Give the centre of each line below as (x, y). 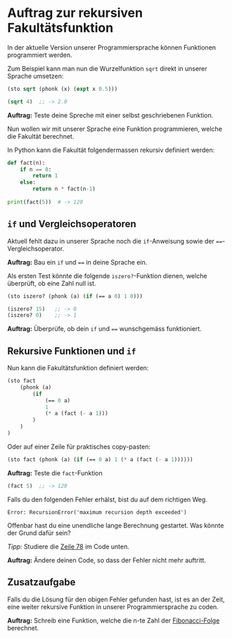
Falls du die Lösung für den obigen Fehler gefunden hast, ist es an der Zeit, (116, 599)
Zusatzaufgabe (41, 582)
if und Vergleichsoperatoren (72, 224)
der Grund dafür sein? (39, 532)
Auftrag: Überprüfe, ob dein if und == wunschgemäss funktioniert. (104, 329)
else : (28, 182)
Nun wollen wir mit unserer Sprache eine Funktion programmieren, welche (115, 129)
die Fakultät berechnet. (41, 136)
